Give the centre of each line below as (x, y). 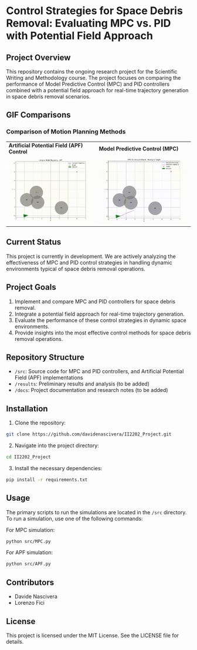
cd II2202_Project (28, 457)
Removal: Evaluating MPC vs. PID (89, 23)
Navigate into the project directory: (57, 445)
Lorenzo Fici (30, 603)
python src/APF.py (28, 564)
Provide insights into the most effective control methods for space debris (103, 333)
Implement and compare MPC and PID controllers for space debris (95, 301)
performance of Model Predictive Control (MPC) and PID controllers (88, 84)
